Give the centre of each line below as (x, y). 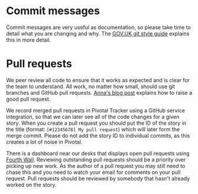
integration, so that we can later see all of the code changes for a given (93, 117)
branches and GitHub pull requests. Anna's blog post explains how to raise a (99, 92)
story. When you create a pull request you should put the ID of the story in (96, 123)
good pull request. (28, 99)
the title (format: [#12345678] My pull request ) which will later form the (93, 129)
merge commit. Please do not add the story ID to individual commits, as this (98, 135)
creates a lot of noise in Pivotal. (44, 142)
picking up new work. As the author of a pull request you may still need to (96, 166)
